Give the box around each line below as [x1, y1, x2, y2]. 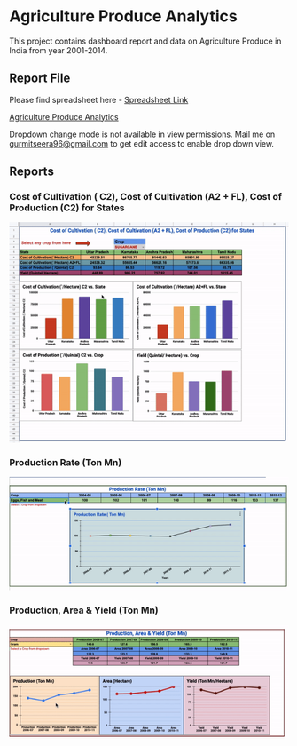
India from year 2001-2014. [9, 44, 108, 55]
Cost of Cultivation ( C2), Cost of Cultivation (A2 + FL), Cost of [9, 191, 282, 203]
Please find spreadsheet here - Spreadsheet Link [9, 94, 189, 105]
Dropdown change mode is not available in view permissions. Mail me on [9, 129, 276, 139]
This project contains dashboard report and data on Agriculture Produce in [9, 36, 282, 46]
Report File [9, 71, 71, 86]
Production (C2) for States [9, 202, 125, 214]
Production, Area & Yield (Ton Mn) [9, 604, 160, 616]
